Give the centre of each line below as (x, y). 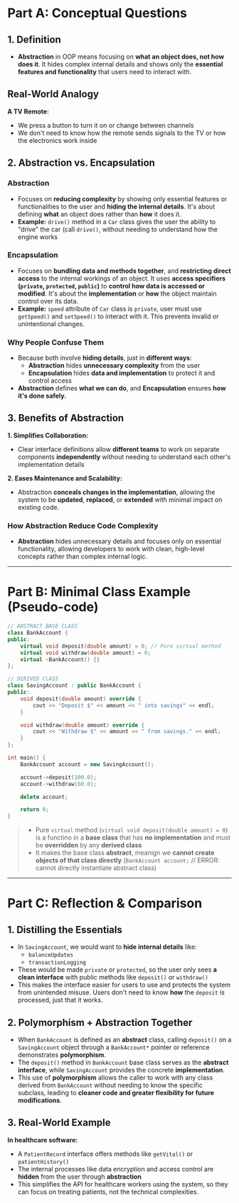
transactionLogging (57, 963)
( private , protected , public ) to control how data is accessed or (111, 286)
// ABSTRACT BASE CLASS (43, 626)
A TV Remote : (28, 111)
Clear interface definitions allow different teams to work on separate (118, 449)
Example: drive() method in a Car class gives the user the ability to (117, 221)
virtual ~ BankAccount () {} (60, 659)
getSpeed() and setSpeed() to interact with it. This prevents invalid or (118, 316)
